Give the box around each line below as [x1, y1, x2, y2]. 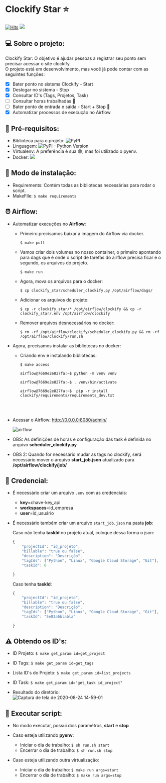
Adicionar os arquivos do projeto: [20, 297, 89, 303]
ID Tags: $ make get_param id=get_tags [12, 660, 94, 666]
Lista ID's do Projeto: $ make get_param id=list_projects [12, 670, 131, 676]
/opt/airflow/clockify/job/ [12, 462, 67, 468]
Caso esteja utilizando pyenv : [12, 732, 74, 738]
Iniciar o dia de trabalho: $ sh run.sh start [20, 742, 110, 748]
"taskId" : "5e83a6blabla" [22, 614, 76, 619]
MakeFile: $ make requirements [12, 192, 77, 199]
